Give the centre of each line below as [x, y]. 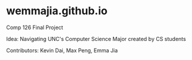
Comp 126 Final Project [35, 27]
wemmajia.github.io [57, 11]
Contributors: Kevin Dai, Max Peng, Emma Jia [62, 50]
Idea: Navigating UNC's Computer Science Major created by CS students [96, 39]
